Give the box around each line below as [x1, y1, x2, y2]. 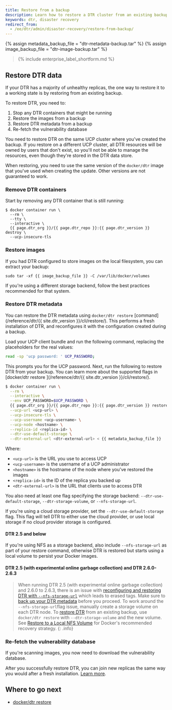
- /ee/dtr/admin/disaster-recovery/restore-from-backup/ [10, 27, 134, 32]
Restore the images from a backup [12, 115, 86, 121]
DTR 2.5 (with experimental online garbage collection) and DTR [5, 565, 142, 571]
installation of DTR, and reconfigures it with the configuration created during [5, 323, 166, 329]
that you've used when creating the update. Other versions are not [5, 168, 146, 174]
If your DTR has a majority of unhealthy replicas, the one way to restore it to [5, 84, 165, 90]
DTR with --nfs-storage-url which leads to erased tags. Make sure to [17, 593, 165, 599]
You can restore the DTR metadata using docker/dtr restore [5, 312, 133, 318]
